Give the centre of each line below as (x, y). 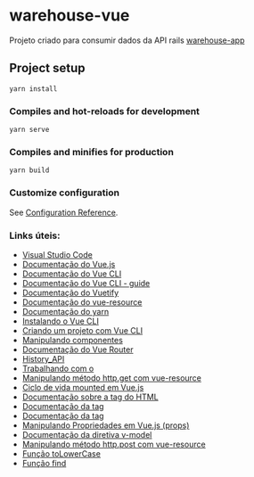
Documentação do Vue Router (78, 350)
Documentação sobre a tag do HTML (90, 397)
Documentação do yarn (66, 311)
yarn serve (29, 130)
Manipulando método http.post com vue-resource (114, 444)
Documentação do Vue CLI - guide (86, 283)
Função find (44, 463)
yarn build (29, 170)
